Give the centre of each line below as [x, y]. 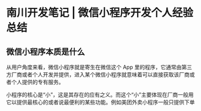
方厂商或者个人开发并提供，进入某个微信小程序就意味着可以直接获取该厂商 [98, 75]
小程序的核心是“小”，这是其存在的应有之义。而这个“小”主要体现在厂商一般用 [100, 95]
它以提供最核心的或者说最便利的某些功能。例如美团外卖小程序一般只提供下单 [100, 102]
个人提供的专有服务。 [37, 82]
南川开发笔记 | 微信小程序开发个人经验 [100, 13]
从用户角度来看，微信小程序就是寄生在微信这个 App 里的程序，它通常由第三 [99, 67]
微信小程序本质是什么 [45, 52]
